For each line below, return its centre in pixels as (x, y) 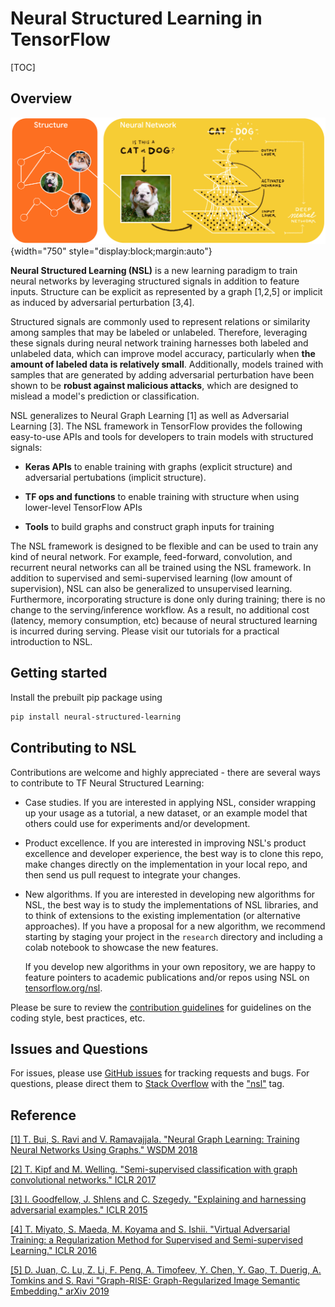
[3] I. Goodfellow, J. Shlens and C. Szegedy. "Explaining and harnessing (158, 1199)
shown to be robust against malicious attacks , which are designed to (154, 386)
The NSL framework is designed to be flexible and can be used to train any (164, 546)
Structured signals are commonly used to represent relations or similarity (160, 322)
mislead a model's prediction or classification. (105, 396)
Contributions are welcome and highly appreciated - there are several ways (166, 772)
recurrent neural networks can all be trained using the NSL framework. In (161, 568)
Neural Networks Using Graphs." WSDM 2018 (104, 1150)
